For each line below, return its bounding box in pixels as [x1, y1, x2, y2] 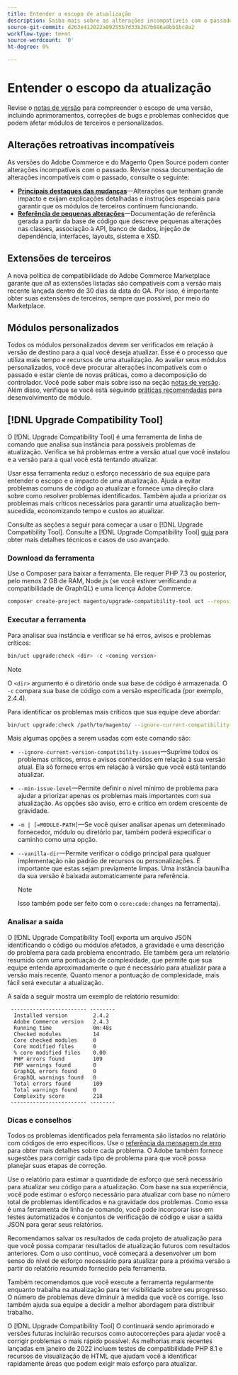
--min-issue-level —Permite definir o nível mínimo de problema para [17, 784, 218, 792]
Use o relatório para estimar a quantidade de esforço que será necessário [7, 1175, 223, 1184]
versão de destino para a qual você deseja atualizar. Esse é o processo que [7, 348, 228, 357]
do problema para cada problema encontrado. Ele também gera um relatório [7, 948, 230, 957]
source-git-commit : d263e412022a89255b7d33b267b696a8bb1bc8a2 [7, 23, 195, 30]
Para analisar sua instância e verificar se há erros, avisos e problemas [7, 631, 211, 639]
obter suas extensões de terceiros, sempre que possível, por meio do [7, 293, 210, 302]
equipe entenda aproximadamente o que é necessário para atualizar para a [7, 963, 227, 972]
